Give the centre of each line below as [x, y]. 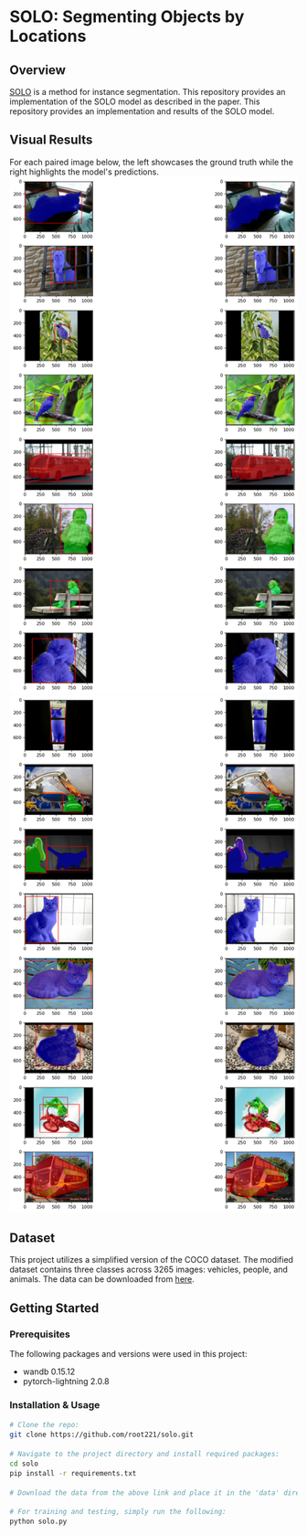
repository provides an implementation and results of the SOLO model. [142, 111]
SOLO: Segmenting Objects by [127, 17]
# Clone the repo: [44, 1425]
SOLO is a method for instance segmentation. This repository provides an [148, 92]
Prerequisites [40, 1334]
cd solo [24, 1464]
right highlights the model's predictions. [85, 172]
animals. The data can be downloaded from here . [102, 1279]
